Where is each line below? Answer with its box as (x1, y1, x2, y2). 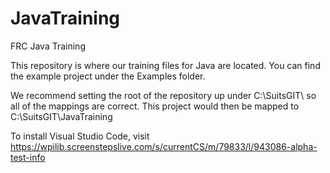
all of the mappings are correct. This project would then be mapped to (10, 100, 300, 112)
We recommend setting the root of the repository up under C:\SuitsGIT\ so (10, 89, 317, 101)
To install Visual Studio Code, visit (10, 130, 150, 142)
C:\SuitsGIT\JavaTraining (10, 110, 113, 122)
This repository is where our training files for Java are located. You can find (10, 59, 321, 71)
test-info (10, 151, 46, 163)
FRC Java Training (10, 40, 86, 52)
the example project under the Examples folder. (10, 70, 206, 82)
